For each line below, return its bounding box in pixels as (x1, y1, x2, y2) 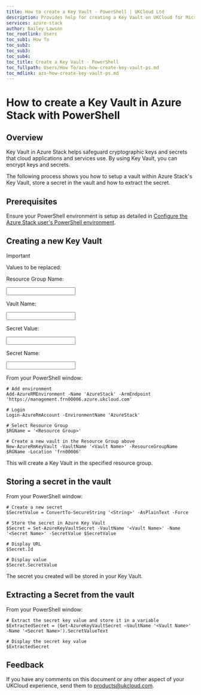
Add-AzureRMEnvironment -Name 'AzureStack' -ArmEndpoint (6, 391, 151, 397)
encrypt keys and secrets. (6, 161, 71, 169)
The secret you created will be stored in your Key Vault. (6, 572, 143, 579)
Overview (6, 133, 44, 143)
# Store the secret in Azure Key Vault (6, 520, 106, 526)
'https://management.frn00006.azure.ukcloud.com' (6, 396, 133, 402)
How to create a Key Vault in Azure (6, 96, 182, 110)
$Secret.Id (6, 546, 33, 552)
